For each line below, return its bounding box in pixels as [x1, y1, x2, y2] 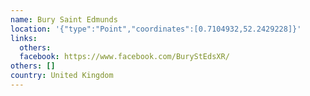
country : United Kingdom [10, 71, 114, 81]
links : [10, 33, 38, 43]
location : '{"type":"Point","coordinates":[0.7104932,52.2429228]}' [10, 24, 302, 34]
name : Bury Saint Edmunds [10, 14, 118, 25]
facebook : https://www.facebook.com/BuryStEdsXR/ [19, 52, 230, 62]
